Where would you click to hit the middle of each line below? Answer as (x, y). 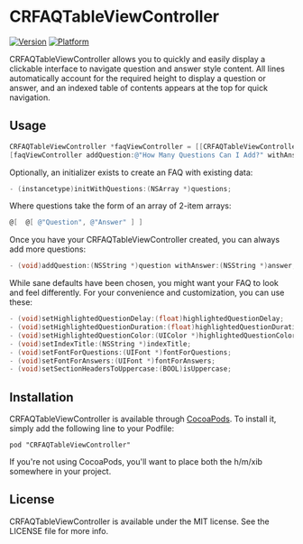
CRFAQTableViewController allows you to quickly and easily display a (138, 59)
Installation (41, 397)
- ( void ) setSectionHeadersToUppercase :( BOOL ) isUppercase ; (120, 369)
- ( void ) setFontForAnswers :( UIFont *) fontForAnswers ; (113, 361)
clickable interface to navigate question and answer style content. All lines (147, 69)
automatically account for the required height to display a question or (138, 78)
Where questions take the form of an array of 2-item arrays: (120, 206)
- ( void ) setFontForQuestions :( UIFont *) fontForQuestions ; (120, 352)
